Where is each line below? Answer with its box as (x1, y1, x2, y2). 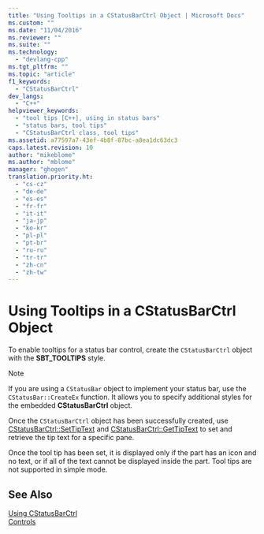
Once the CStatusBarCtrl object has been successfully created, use (8, 416, 229, 426)
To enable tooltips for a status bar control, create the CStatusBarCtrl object (8, 345, 253, 355)
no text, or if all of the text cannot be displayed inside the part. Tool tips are (8, 457, 252, 466)
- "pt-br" (15, 239, 47, 247)
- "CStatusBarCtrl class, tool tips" (15, 129, 139, 136)
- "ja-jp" (15, 217, 47, 225)
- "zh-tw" (15, 268, 47, 276)
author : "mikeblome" (8, 151, 76, 159)
